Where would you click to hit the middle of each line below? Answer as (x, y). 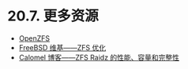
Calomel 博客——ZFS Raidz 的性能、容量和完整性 (99, 57)
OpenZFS (34, 38)
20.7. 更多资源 (53, 16)
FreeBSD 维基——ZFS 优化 (62, 47)
